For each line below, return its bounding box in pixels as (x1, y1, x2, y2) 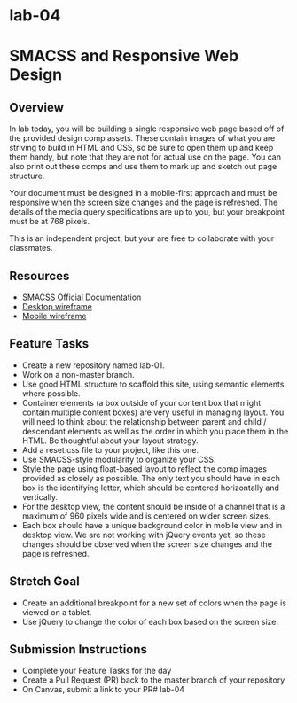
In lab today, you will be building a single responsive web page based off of (9, 123, 285, 134)
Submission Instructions (9, 642, 148, 657)
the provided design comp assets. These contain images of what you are (9, 133, 276, 144)
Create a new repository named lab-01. (21, 360, 166, 371)
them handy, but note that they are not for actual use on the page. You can (9, 152, 282, 162)
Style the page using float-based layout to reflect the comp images (21, 463, 268, 474)
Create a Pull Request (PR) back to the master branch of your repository (21, 675, 285, 685)
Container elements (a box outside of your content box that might (21, 397, 262, 408)
